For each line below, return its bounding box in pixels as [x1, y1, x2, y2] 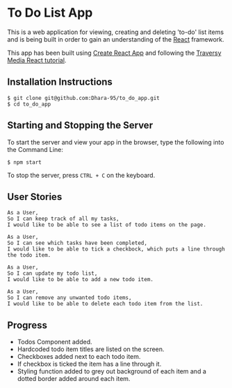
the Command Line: [7, 145, 64, 153]
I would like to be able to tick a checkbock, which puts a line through [7, 246, 226, 253]
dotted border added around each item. [17, 375, 131, 383]
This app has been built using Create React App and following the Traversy [7, 49, 222, 57]
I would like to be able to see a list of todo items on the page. [7, 221, 207, 228]
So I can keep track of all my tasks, [7, 215, 119, 223]
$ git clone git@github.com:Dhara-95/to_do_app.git [7, 94, 160, 101]
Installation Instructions [7, 76, 113, 88]
